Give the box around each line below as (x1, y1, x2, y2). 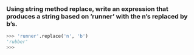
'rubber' (6, 39, 29, 45)
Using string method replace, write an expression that (6, 5, 169, 13)
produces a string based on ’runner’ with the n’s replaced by (6, 12, 188, 20)
